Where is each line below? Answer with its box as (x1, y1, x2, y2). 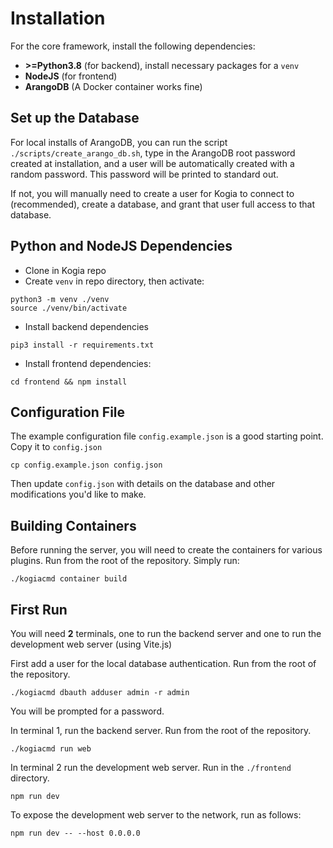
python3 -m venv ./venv (10, 294, 110, 304)
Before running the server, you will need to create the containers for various (10, 544, 323, 556)
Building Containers (10, 517, 137, 534)
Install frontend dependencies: (24, 357, 152, 369)
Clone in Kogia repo (24, 264, 107, 276)
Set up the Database (10, 110, 140, 127)
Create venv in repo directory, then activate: (24, 275, 205, 287)
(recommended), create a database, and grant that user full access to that (10, 198, 316, 210)
